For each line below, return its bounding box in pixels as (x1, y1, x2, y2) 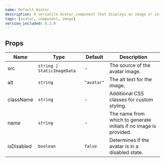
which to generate (109, 116, 151, 123)
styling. (109, 103, 127, 109)
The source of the (109, 62, 151, 69)
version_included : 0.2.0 (5, 21, 56, 26)
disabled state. (109, 149, 143, 156)
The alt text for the (109, 76, 152, 83)
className (7, 96, 33, 103)
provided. (109, 129, 132, 135)
